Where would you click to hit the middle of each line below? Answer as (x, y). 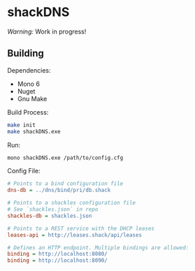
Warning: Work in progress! (47, 31)
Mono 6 (29, 84)
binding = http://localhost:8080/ (58, 254)
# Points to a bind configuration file (65, 184)
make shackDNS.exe (34, 131)
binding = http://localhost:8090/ (58, 261)
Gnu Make (32, 98)
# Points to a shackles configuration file (72, 203)
